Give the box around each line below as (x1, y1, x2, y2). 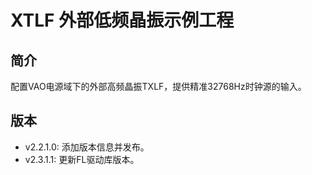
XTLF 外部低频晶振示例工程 (10, 9, 235, 32)
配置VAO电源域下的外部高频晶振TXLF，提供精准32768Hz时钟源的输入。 (10, 81, 307, 92)
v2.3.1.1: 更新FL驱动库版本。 (24, 153, 140, 165)
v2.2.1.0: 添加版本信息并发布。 (24, 141, 150, 153)
